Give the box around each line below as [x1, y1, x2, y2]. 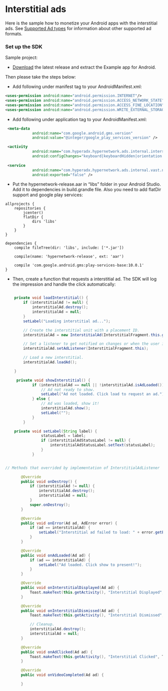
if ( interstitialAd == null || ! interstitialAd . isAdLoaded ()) [31, 382, 164, 387]
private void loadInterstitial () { [14, 295, 88, 301]
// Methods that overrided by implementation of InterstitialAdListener [5, 465, 160, 470]
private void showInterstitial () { [16, 378, 91, 383]
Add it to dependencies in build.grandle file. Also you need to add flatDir [12, 187, 161, 193]
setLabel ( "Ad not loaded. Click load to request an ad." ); [40, 392, 166, 397]
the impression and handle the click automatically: [12, 281, 116, 287]
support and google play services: [12, 192, 83, 198]
